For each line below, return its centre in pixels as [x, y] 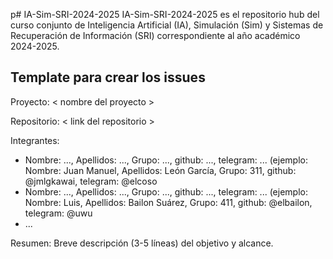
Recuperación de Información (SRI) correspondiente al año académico [155, 35]
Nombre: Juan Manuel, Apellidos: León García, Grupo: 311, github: [160, 170]
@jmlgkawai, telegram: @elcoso [91, 181]
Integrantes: [35, 140]
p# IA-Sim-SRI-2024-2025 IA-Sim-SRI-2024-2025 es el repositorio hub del [165, 14]
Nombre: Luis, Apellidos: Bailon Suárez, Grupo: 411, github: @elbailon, [168, 202]
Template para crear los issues [108, 77]
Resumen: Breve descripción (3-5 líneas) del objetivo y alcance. [142, 243]
